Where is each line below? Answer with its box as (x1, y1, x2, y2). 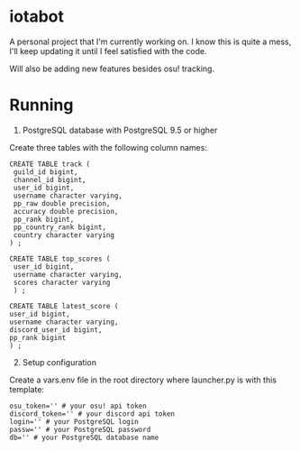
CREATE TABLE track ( (9, 160, 91, 169)
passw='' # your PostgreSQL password (9, 425, 151, 434)
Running (9, 95, 74, 115)
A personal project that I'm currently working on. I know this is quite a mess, (9, 36, 292, 47)
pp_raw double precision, (13, 198, 111, 208)
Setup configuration (22, 356, 97, 367)
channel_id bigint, (13, 175, 87, 184)
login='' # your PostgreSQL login (9, 417, 140, 426)
